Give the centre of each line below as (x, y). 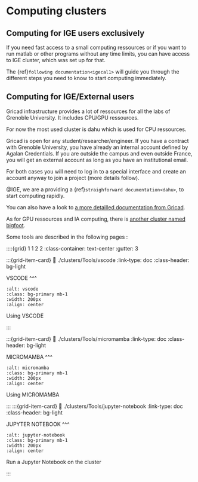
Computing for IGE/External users (70, 97)
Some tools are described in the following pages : (67, 237)
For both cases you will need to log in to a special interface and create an (96, 171)
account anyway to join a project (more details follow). (73, 178)
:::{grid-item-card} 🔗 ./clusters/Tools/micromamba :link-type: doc (86, 338)
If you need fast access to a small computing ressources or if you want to (96, 47)
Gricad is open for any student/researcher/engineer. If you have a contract (98, 141)
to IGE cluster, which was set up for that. (56, 60)
